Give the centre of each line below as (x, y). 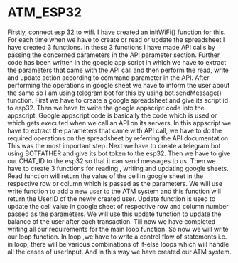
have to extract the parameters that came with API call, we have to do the (115, 130)
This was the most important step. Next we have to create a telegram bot (114, 145)
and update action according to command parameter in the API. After (108, 77)
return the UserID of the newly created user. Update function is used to (112, 198)
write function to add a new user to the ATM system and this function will (114, 191)
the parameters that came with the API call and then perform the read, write (118, 70)
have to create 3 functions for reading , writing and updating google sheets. (118, 168)
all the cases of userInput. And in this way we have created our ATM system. (119, 252)
